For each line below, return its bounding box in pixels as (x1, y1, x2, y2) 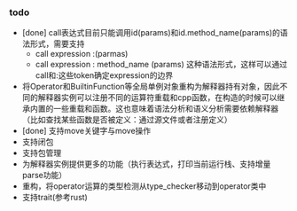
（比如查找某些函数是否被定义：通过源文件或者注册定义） (21, 114, 232, 125)
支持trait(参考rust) (21, 192, 89, 203)
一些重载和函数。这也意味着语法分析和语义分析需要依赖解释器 (52, 104, 279, 114)
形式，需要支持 (29, 38, 85, 50)
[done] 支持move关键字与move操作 (21, 126, 152, 137)
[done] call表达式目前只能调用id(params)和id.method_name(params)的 (21, 27, 281, 38)
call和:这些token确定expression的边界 (35, 70, 174, 81)
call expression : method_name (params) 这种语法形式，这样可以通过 (35, 59, 288, 70)
